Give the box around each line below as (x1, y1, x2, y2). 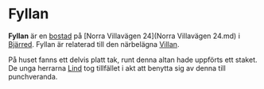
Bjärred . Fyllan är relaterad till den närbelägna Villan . (8, 39, 180, 48)
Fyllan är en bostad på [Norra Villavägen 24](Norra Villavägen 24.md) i (8, 31, 241, 41)
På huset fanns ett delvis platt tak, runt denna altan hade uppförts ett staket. (8, 55, 258, 64)
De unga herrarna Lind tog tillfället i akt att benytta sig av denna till (8, 63, 227, 72)
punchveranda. (8, 72, 58, 81)
